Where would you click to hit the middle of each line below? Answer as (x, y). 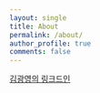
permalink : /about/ (46, 35)
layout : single (38, 18)
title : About (34, 26)
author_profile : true (50, 43)
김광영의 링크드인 (40, 79)
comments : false (40, 52)
